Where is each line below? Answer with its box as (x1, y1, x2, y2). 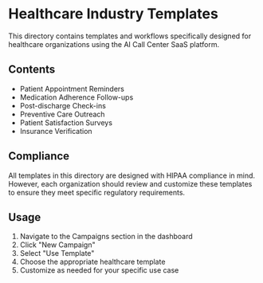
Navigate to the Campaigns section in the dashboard (19, 232, 193, 242)
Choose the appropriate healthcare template (19, 257, 166, 267)
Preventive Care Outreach (19, 109, 105, 119)
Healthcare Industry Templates (8, 5, 219, 23)
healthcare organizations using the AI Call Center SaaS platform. (8, 39, 220, 49)
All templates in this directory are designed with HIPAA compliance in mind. (8, 171, 256, 180)
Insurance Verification (19, 126, 93, 136)
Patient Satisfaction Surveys (19, 117, 113, 128)
